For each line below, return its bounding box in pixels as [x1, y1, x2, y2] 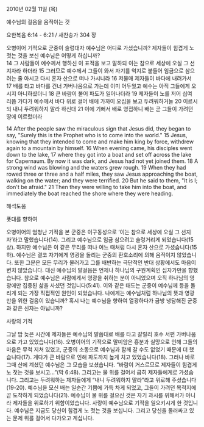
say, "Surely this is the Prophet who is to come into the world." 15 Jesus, [6, 132, 188, 138]
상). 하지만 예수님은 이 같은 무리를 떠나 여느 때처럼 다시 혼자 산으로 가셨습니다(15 [6, 243, 197, 251]
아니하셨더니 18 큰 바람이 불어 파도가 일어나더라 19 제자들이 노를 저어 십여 [17, 90, 193, 97]
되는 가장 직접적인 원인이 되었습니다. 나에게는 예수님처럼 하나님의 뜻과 [17, 289, 184, 296]
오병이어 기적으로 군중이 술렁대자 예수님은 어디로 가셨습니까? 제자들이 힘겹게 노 [6, 45, 195, 51]
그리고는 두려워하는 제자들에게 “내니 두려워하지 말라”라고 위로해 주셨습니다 [19, 376, 197, 383]
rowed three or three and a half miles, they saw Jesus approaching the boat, [6, 170, 198, 178]
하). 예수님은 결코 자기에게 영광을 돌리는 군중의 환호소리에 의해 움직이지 [6, 251, 175, 258]
